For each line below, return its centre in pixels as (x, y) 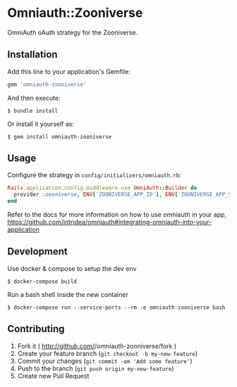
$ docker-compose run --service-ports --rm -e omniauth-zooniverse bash (116, 307)
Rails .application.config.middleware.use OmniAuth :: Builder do (102, 188)
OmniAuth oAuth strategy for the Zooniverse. (73, 32)
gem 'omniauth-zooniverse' (47, 84)
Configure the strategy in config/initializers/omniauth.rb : (95, 175)
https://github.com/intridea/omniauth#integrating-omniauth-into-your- (110, 222)
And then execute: (34, 98)
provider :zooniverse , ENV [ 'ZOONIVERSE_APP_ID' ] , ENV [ (96, 195)
